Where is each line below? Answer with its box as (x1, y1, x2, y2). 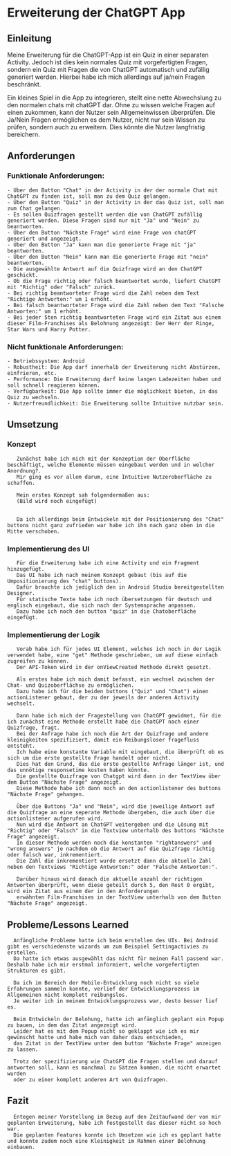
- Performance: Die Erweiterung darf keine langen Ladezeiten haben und (7, 376, 221, 383)
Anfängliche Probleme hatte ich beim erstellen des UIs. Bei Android (13, 937, 218, 944)
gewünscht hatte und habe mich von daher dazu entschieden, (7, 1034, 185, 1041)
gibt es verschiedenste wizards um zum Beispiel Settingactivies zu (7, 943, 209, 951)
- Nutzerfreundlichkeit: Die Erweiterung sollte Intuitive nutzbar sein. (7, 400, 225, 407)
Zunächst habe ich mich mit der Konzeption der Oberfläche (16, 455, 190, 462)
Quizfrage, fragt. (7, 724, 60, 731)
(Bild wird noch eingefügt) (16, 497, 98, 504)
